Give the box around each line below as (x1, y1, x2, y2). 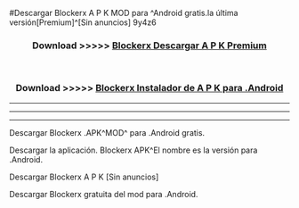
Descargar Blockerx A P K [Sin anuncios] (9, 171, 159, 182)
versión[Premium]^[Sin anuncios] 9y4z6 (9, 17, 158, 28)
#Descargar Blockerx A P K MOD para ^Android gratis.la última (9, 8, 238, 18)
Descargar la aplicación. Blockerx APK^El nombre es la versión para (9, 145, 258, 155)
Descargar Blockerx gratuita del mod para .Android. (9, 188, 198, 199)
